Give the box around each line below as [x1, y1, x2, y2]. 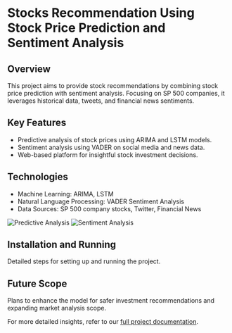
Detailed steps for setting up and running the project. [7, 257, 161, 265]
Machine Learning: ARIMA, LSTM [17, 189, 114, 198]
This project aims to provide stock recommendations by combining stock [7, 82, 219, 89]
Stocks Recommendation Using [7, 5, 195, 21]
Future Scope [7, 277, 67, 289]
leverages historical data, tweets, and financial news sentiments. [7, 96, 195, 105]
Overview [7, 63, 51, 75]
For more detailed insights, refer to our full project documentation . [7, 318, 199, 326]
